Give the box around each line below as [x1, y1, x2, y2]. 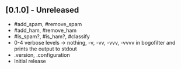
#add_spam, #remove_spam [13, 20, 82, 27]
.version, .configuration [13, 51, 71, 58]
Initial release [13, 57, 46, 64]
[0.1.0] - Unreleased [5, 5, 79, 15]
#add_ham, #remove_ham [13, 27, 77, 34]
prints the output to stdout [13, 45, 77, 52]
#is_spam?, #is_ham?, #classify [13, 32, 90, 40]
